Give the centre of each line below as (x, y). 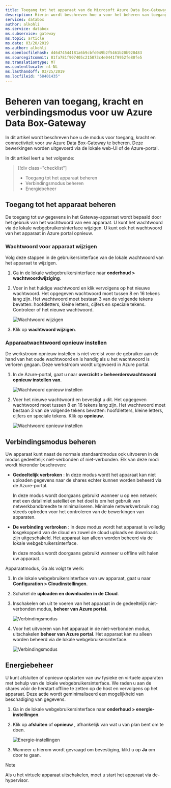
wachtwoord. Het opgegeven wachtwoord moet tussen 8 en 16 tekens (86, 293)
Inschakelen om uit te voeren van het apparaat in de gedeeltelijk (80, 603)
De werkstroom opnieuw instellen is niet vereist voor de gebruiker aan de (82, 354)
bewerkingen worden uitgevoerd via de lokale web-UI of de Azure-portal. (82, 148)
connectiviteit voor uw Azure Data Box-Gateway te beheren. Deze (74, 143)
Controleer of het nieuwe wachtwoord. (53, 309)
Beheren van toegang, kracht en (75, 102)
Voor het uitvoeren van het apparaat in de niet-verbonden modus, (82, 629)
